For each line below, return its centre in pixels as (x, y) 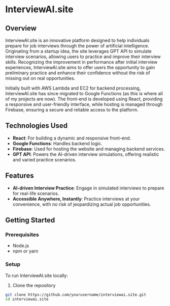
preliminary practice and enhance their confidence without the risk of (78, 73)
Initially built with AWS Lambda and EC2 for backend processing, (73, 88)
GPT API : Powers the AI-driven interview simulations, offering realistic (86, 154)
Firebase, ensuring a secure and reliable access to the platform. (72, 110)
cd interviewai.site (27, 299)
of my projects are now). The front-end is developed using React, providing (84, 99)
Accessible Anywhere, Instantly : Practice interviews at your (76, 199)
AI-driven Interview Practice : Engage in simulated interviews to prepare (88, 188)
